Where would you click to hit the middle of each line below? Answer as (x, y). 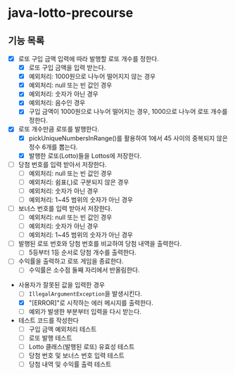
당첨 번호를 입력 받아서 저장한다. (62, 164)
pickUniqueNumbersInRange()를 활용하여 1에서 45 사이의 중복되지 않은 (128, 138)
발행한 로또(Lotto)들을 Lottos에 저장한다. (85, 155)
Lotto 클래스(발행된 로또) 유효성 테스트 (82, 346)
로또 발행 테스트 (50, 338)
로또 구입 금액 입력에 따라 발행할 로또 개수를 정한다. (88, 59)
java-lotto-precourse (71, 13)
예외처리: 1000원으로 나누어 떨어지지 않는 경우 (92, 77)
